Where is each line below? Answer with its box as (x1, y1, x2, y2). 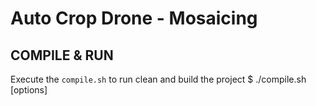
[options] (10, 84, 48, 96)
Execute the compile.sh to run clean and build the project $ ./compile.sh (10, 73, 307, 85)
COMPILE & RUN (10, 47, 114, 64)
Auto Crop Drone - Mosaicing (10, 7, 258, 30)
